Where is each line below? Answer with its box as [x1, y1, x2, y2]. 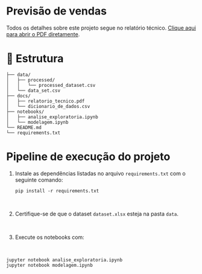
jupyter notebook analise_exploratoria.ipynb [6, 256, 122, 263]
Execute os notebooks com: [14, 234, 84, 241]
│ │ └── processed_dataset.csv [6, 82, 96, 88]
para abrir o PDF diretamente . [6, 30, 80, 37]
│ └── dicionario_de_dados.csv [6, 103, 90, 109]
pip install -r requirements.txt [14, 188, 99, 194]
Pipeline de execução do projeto [6, 150, 171, 164]
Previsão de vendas [6, 4, 107, 18]
